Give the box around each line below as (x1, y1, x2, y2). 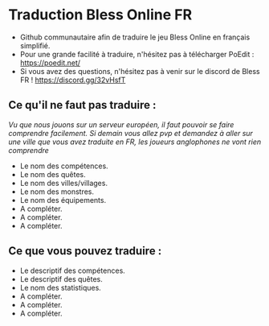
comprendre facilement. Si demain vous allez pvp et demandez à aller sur (8, 128, 253, 138)
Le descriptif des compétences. (19, 266, 126, 275)
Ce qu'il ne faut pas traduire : (8, 98, 157, 112)
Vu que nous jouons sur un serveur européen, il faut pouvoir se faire (8, 119, 234, 130)
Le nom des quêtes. (19, 169, 86, 179)
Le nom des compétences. (19, 161, 108, 171)
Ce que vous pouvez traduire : (8, 244, 162, 258)
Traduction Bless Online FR (8, 6, 193, 24)
